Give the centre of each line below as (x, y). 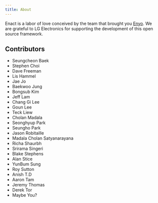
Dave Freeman (26, 71)
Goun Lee (22, 107)
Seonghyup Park (29, 123)
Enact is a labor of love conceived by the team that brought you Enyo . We (79, 23)
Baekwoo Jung (27, 87)
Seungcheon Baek (30, 61)
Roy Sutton (23, 169)
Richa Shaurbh (27, 144)
